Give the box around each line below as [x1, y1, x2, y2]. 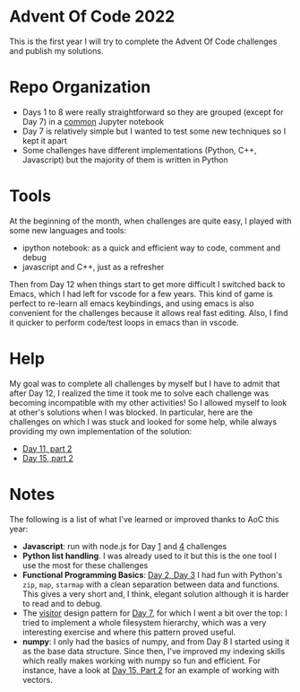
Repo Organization [9, 77, 151, 98]
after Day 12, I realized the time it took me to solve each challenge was [9, 388, 270, 399]
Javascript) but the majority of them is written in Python [21, 154, 228, 165]
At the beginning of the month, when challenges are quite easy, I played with [9, 215, 292, 226]
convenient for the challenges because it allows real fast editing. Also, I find [9, 307, 288, 318]
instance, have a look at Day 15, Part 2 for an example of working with [21, 664, 280, 675]
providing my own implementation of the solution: [9, 425, 193, 436]
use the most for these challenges [21, 559, 149, 571]
